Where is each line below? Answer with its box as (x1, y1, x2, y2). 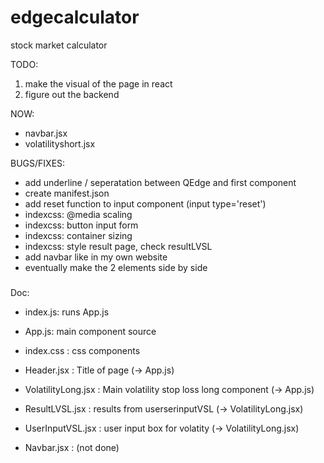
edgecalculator (10, 6, 140, 29)
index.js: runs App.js (24, 306, 110, 318)
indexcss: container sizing (24, 229, 133, 241)
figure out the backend (24, 88, 120, 100)
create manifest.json (24, 187, 110, 199)
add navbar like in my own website (24, 251, 168, 263)
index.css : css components (24, 344, 141, 356)
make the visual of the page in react (24, 77, 173, 90)
